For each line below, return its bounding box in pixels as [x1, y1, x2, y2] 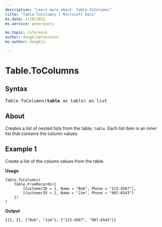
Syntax [5, 85, 28, 93]
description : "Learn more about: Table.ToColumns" [5, 7, 112, 12]
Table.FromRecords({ [14, 182, 56, 187]
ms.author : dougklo [5, 39, 46, 45]
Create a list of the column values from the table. [5, 158, 105, 164]
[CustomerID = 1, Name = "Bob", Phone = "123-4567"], [23, 186, 136, 191]
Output [5, 208, 20, 214]
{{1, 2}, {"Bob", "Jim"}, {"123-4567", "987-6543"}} [5, 217, 116, 223]
